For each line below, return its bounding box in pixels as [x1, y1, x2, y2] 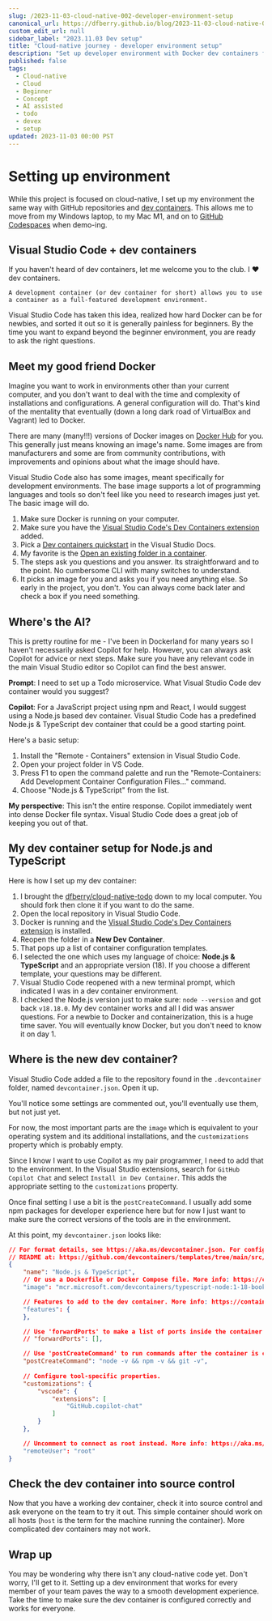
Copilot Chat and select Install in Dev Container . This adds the [8, 1172, 227, 1182]
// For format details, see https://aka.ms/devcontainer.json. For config [8, 1245, 266, 1253]
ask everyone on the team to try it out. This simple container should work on [8, 1507, 263, 1517]
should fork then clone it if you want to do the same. [19, 900, 194, 909]
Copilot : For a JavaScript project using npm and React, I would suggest [8, 702, 247, 712]
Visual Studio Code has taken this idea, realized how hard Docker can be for [8, 310, 262, 320]
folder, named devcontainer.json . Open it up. [8, 1083, 159, 1092]
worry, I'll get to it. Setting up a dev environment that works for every [8, 1578, 238, 1588]
